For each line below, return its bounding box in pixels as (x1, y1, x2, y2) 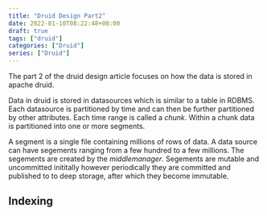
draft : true (8, 27, 48, 35)
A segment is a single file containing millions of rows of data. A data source (8, 137, 258, 146)
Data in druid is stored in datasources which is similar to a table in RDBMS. (8, 96, 255, 105)
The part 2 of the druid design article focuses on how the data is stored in (8, 72, 253, 81)
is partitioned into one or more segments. (8, 122, 146, 131)
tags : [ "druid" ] (8, 34, 63, 43)
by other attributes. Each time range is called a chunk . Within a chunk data (8, 113, 255, 122)
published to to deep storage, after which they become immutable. (8, 171, 229, 181)
